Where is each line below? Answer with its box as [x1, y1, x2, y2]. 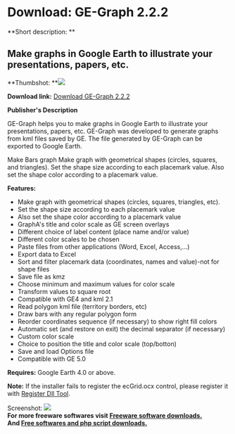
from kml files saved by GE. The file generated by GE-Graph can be [7, 134, 203, 143]
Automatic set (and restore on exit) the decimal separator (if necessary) [17, 324, 226, 333]
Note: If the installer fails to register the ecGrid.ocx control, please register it [7, 381, 229, 390]
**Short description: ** [7, 27, 75, 36]
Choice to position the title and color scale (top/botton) [17, 339, 177, 348]
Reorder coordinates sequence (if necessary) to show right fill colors [17, 317, 217, 326]
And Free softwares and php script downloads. [7, 419, 148, 427]
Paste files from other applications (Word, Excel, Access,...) [17, 242, 190, 250]
